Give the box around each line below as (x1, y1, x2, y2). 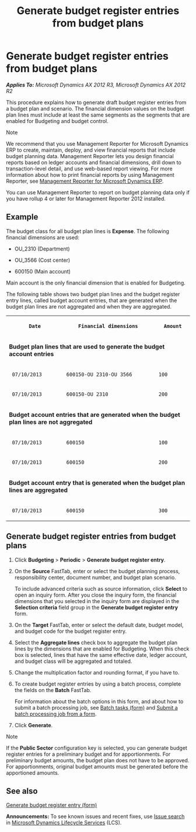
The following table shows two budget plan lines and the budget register (6, 290, 180, 297)
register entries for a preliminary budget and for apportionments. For (6, 751, 171, 758)
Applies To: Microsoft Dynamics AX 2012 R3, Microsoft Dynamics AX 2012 (6, 81, 186, 88)
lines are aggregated (9, 486, 68, 494)
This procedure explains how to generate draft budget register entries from (6, 98, 187, 106)
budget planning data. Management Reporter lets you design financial (6, 152, 174, 159)
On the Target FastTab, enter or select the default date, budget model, (14, 621, 184, 628)
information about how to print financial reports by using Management (6, 171, 174, 178)
